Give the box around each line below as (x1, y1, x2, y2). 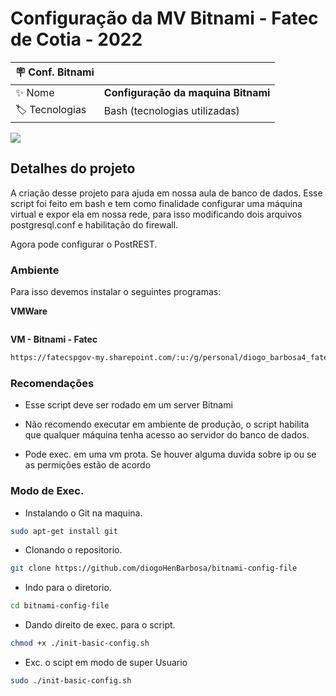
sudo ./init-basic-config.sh (10, 676, 132, 686)
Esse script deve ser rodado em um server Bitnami (24, 399, 233, 411)
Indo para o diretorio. (24, 582, 112, 594)
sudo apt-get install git (10, 526, 118, 536)
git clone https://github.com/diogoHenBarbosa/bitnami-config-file (10, 563, 298, 574)
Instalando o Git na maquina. (24, 507, 143, 519)
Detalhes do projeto (10, 160, 136, 177)
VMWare (10, 305, 48, 317)
